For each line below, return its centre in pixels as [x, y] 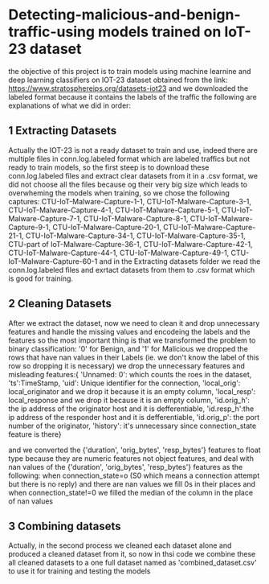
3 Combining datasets [65, 526]
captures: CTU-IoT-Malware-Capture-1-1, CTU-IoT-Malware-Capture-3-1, [130, 201]
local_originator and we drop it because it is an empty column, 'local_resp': [132, 391]
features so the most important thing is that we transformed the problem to [132, 340]
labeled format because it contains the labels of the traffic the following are [132, 97]
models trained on [159, 32]
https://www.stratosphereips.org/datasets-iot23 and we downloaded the [128, 88]
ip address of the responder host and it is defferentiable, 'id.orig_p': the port [134, 417]
